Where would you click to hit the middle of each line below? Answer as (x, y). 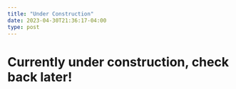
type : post (24, 27)
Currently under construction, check (118, 62)
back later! (40, 77)
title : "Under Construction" (51, 14)
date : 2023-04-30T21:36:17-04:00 (57, 20)
